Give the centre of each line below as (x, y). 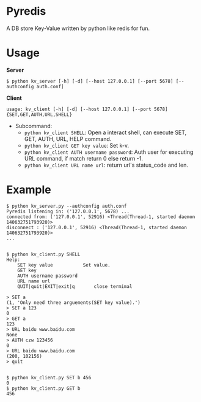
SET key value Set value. (64, 265)
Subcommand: (34, 126)
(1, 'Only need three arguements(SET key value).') (73, 302)
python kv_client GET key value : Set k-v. (77, 145)
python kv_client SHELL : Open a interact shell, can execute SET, (105, 132)
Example (29, 190)
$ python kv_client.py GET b (43, 388)
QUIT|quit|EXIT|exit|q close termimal (75, 286)
